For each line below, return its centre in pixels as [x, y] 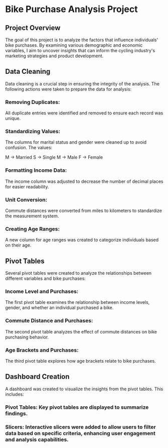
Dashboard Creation [37, 377]
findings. [17, 413]
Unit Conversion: [26, 199]
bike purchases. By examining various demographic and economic [74, 45]
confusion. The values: [29, 148]
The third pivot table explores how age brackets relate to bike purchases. [81, 361]
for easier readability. [27, 186]
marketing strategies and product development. [54, 56]
